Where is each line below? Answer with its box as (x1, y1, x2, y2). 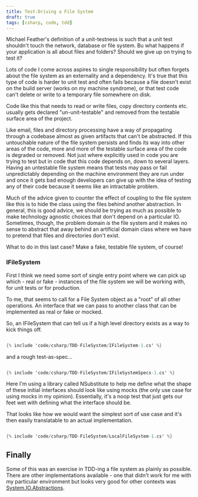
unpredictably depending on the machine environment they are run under (6, 171, 184, 178)
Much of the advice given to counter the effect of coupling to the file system (6, 194, 192, 201)
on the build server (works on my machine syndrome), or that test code (6, 85, 179, 92)
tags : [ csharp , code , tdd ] (6, 19, 72, 25)
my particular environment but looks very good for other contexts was (6, 478, 176, 485)
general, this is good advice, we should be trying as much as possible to (6, 207, 181, 214)
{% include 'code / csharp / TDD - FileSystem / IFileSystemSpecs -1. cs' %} (6, 370, 176, 375)
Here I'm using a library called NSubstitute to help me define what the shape (6, 380, 192, 387)
